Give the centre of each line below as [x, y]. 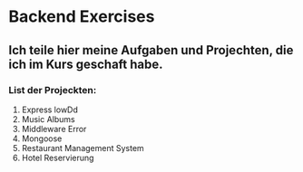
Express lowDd [50, 110]
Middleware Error [54, 129]
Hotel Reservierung [58, 158]
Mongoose [42, 139]
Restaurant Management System [83, 148]
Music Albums [48, 119]
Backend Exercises [82, 17]
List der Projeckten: [53, 90]
